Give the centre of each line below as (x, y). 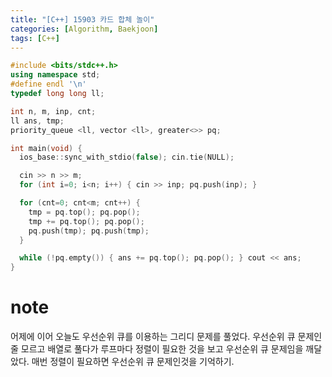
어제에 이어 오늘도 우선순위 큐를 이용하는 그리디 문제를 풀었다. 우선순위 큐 (153, 337)
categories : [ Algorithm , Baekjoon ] (84, 29)
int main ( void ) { (46, 148)
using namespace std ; (55, 75)
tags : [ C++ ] (35, 38)
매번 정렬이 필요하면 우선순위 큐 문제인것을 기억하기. (133, 362)
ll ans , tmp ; (37, 121)
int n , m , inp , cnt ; (53, 111)
